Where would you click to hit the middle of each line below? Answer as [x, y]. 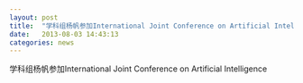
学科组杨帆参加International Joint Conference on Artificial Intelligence [138, 69]
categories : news [42, 42]
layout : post [34, 17]
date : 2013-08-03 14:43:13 [64, 34]
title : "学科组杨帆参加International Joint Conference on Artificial [140, 26]
